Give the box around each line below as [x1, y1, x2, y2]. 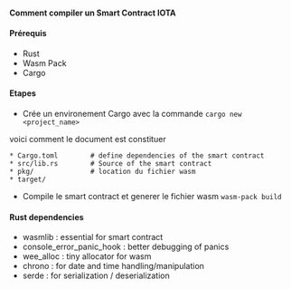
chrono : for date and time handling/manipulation [22, 261, 205, 272]
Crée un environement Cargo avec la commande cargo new [22, 109, 242, 119]
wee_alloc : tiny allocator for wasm [22, 251, 152, 262]
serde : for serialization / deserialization [22, 270, 170, 281]
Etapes [9, 88, 36, 99]
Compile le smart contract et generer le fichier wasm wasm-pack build [22, 191, 282, 201]
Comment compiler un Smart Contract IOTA [9, 7, 176, 18]
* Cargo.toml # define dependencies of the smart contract [9, 151, 265, 160]
